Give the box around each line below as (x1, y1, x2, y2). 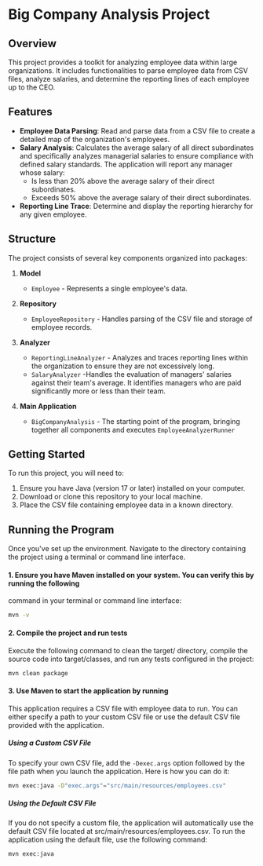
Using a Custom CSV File (8, 738, 92, 747)
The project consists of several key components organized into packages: (8, 253, 247, 262)
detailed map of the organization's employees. (19, 134, 170, 144)
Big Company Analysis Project (8, 5, 210, 24)
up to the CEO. (8, 82, 56, 92)
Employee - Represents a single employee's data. (31, 283, 188, 293)
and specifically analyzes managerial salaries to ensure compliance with (19, 151, 254, 160)
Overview (8, 37, 57, 50)
